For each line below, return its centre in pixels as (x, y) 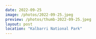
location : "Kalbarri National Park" (44, 29)
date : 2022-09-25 (23, 10)
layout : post (19, 24)
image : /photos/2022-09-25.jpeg (39, 15)
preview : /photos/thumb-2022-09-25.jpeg (49, 19)
